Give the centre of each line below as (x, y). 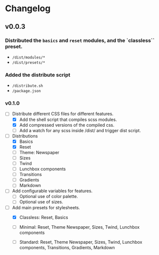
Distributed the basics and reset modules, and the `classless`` (80, 40)
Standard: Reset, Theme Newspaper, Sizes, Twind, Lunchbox (81, 242)
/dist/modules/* (29, 57)
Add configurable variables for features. (52, 191)
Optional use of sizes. (41, 202)
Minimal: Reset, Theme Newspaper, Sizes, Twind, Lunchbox (79, 227)
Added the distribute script (38, 75)
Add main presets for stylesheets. (46, 207)
